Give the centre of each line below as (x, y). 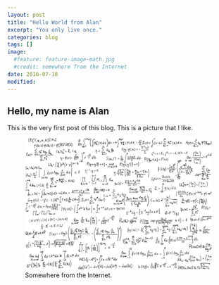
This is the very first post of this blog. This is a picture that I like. (100, 128)
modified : (22, 82)
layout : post (26, 15)
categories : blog (33, 37)
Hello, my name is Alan (58, 111)
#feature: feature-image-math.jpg (64, 60)
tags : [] (20, 45)
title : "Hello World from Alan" (55, 22)
